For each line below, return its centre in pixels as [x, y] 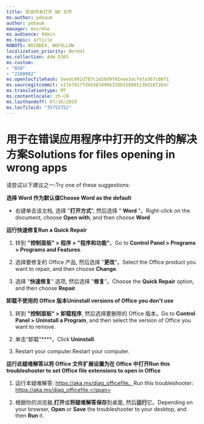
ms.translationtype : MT [36, 91]
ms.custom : [20, 62]
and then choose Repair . [46, 289]
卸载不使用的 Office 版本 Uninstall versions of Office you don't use [90, 301]
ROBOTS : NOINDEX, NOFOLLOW [40, 46]
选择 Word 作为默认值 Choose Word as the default [69, 198]
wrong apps [37, 168]
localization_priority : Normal [46, 51]
